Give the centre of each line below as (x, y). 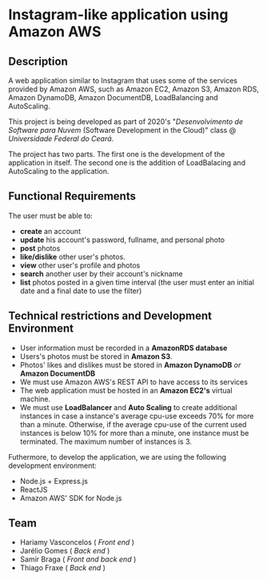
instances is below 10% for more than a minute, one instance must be (134, 433)
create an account (50, 231)
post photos (40, 248)
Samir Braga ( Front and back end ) (78, 559)
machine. (35, 399)
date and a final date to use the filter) (81, 291)
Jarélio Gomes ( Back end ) (65, 551)
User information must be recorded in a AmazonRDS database (124, 348)
